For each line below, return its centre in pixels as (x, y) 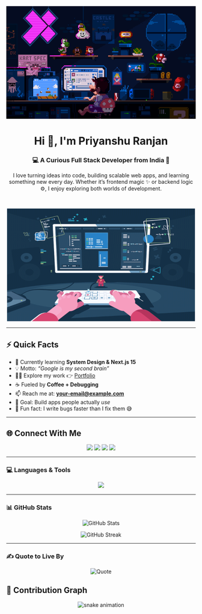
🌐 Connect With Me (44, 433)
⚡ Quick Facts (32, 345)
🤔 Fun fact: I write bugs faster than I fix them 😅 (73, 409)
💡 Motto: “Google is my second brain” (62, 368)
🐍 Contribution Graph (47, 590)
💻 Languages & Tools (38, 470)
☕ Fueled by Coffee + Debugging (57, 385)
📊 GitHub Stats (29, 508)
